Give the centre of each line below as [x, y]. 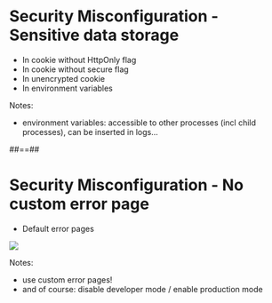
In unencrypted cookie [63, 78]
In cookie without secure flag [75, 69]
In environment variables [68, 88]
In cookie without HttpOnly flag [79, 60]
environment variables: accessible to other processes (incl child [139, 123]
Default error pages [58, 228]
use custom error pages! [67, 279]
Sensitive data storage [94, 35]
